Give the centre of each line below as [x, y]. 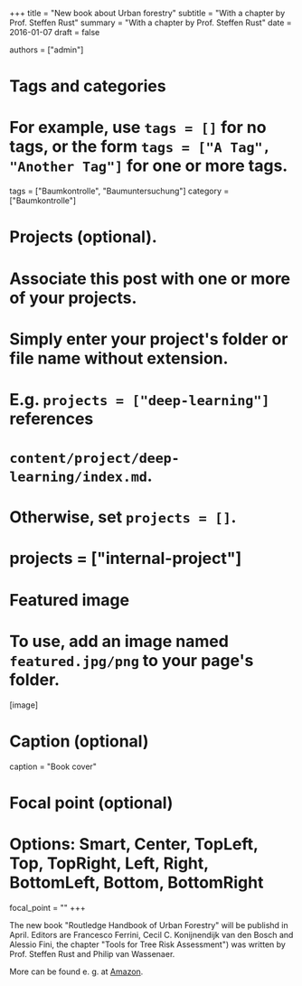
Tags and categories [88, 86]
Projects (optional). [84, 237]
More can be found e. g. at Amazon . [76, 972]
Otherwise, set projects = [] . [123, 517]
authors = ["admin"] [47, 50]
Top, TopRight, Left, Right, [109, 863]
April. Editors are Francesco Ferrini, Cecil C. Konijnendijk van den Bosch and [151, 934]
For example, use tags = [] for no [138, 128]
